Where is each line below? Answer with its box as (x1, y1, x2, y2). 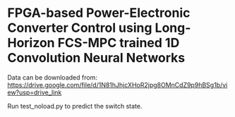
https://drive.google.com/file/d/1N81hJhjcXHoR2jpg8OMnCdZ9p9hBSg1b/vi (7, 80, 228, 89)
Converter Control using (7, 20, 152, 36)
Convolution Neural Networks (7, 50, 186, 66)
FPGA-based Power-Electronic (7, 5, 191, 21)
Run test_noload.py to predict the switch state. (7, 101, 143, 110)
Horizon (7, 35, 55, 51)
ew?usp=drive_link (7, 88, 62, 97)
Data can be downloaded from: (7, 73, 97, 82)
